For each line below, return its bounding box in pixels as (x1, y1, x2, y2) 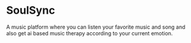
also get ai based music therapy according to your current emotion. (6, 29, 173, 36)
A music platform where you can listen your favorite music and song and (6, 23, 186, 30)
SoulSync (6, 4, 55, 17)
